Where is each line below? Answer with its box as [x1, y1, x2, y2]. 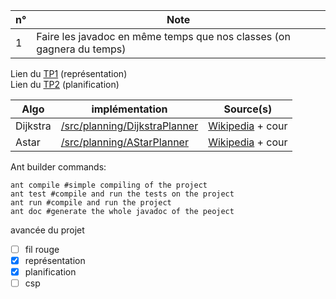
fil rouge [24, 244, 60, 255]
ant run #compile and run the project [10, 198, 172, 208]
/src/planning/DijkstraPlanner [60, 119, 199, 133]
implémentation [91, 102, 168, 116]
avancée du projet [10, 224, 85, 236]
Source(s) [223, 102, 273, 116]
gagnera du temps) [36, 42, 127, 56]
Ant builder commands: [10, 161, 107, 173]
